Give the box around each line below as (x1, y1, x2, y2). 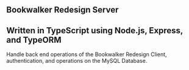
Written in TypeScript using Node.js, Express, (6, 25, 183, 36)
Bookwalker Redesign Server (6, 5, 119, 15)
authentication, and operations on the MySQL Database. (6, 57, 148, 65)
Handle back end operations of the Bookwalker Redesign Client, (6, 51, 167, 58)
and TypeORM (6, 34, 62, 45)
